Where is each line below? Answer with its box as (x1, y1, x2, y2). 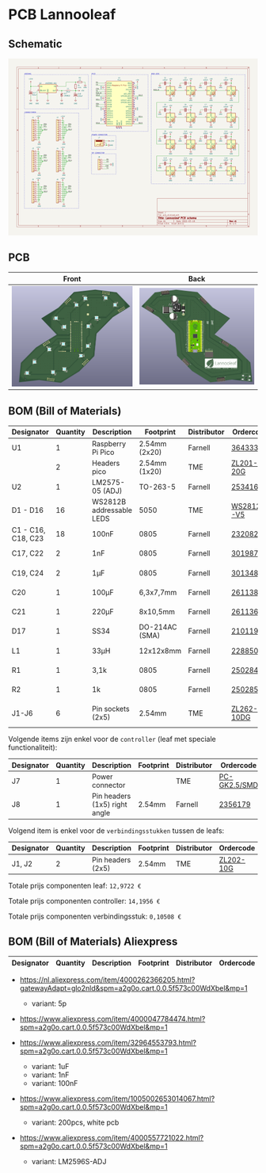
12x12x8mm (139, 646, 182, 655)
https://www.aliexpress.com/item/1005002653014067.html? (19, 1094, 215, 1103)
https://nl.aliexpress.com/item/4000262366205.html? (19, 975, 196, 984)
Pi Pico (92, 447, 115, 457)
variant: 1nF (31, 1070, 70, 1079)
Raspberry (92, 438, 127, 449)
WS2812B (92, 497, 127, 506)
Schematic (8, 37, 63, 51)
